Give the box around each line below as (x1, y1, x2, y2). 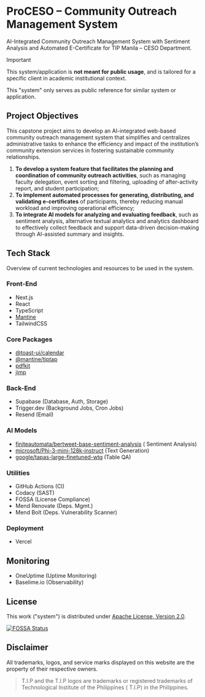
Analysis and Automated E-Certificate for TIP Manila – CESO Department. (6, 44, 192, 52)
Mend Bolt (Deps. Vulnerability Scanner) (15, 508, 118, 516)
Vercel (15, 538, 32, 545)
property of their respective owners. (6, 665, 98, 672)
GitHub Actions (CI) (15, 483, 65, 490)
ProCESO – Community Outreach (6, 4, 177, 18)
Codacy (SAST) (15, 489, 55, 497)
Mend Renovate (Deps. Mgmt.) (15, 502, 93, 510)
